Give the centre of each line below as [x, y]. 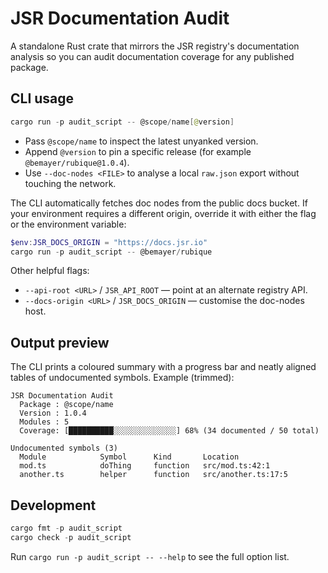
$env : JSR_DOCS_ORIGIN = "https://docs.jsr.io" [109, 242]
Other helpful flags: [50, 271]
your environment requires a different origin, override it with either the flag [163, 213]
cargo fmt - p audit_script [66, 528]
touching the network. [70, 183]
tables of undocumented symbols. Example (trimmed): [122, 378]
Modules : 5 [44, 422]
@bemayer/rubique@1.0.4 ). [77, 162]
